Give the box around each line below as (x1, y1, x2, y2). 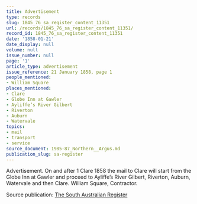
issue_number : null (6, 52, 54, 58)
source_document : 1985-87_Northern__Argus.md (6, 146, 120, 152)
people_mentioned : (6, 74, 51, 80)
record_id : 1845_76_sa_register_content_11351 (6, 31, 123, 37)
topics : (6, 124, 25, 130)
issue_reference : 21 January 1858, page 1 (6, 69, 112, 75)
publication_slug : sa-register (6, 151, 83, 157)
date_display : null (6, 42, 54, 48)
